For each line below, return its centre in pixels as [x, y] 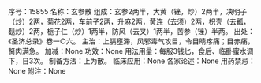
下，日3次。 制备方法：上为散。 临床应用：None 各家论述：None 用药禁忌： [132, 61]
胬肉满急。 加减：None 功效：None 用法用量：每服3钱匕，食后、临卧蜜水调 [131, 51]
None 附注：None [37, 71]
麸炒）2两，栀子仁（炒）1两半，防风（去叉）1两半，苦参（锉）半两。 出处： [131, 31]
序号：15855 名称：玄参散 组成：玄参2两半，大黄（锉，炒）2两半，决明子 [128, 11]
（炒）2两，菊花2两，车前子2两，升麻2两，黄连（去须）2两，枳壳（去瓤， [129, 21]
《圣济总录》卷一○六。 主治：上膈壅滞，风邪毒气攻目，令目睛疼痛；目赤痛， [131, 41]
